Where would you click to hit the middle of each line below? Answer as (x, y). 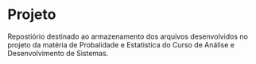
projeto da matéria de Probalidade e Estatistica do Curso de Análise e (121, 44)
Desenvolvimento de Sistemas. (58, 53)
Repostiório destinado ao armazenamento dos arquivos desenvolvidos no (128, 36)
